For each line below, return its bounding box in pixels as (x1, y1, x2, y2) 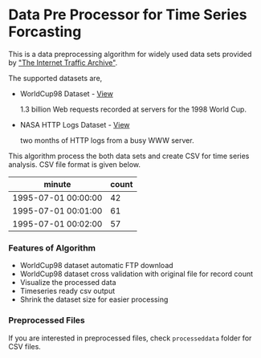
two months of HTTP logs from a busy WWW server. (19, 135, 194, 145)
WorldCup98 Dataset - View (19, 88, 114, 98)
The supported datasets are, (8, 73, 103, 83)
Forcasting (8, 22, 82, 41)
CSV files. (8, 341, 42, 351)
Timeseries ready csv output (19, 287, 116, 296)
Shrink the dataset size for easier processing (19, 295, 169, 304)
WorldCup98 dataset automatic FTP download (19, 261, 174, 271)
